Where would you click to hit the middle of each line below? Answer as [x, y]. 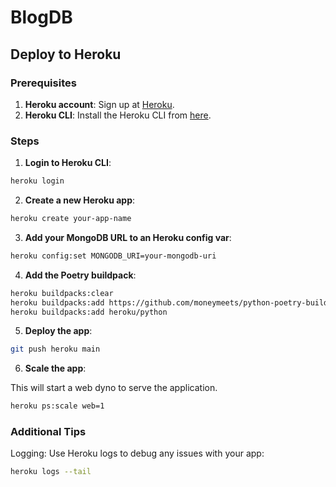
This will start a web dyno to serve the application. [114, 388]
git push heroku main [55, 349]
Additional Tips [48, 432]
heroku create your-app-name [71, 219]
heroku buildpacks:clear [62, 293]
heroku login [37, 181]
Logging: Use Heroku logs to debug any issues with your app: [137, 453]
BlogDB [41, 17]
